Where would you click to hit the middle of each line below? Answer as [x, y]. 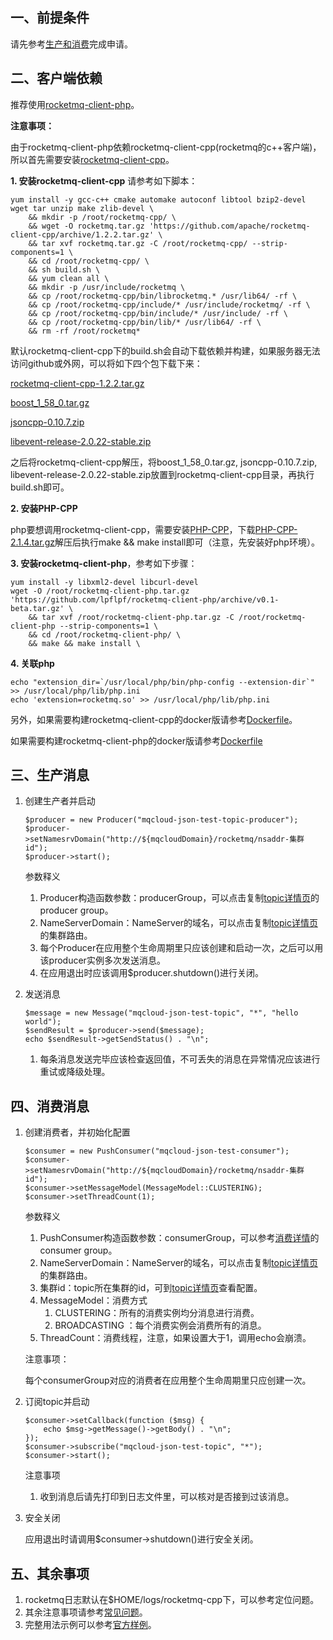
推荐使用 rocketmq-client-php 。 [75, 104]
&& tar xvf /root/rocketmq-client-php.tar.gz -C [131, 617]
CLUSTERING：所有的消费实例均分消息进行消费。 [157, 1313]
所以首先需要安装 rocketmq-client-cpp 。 [92, 159]
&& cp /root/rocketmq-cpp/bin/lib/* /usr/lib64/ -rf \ [145, 322]
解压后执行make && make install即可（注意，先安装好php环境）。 [187, 542]
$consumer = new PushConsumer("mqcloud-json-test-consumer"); [157, 1151]
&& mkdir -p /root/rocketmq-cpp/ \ [102, 217]
